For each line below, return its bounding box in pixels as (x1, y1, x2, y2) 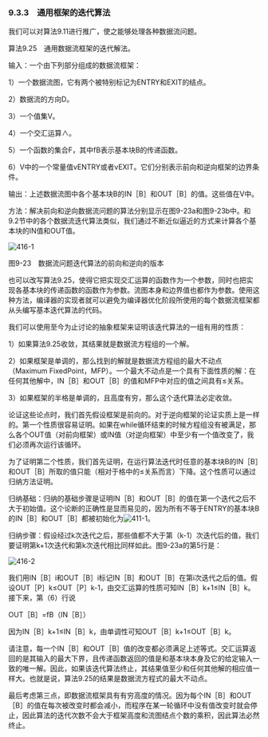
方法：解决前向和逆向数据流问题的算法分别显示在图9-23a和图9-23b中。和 (8, 206, 251, 216)
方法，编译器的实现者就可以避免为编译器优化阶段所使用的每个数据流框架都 (14, 295, 260, 305)
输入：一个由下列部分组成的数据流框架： (8, 61, 141, 70)
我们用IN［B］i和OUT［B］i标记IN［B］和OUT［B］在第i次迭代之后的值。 (8, 573, 251, 583)
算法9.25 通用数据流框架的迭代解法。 (8, 44, 136, 53)
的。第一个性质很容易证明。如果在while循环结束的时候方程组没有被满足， (8, 420, 250, 430)
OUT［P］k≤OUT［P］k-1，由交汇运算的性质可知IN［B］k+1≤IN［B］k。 (14, 583, 255, 593)
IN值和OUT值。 (29, 226, 80, 236)
